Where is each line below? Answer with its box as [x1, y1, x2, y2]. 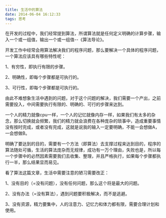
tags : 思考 [5, 16, 26, 21]
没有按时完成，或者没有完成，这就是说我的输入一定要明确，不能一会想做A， [5, 124, 160, 130]
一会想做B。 [5, 130, 30, 136]
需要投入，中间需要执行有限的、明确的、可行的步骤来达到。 [5, 102, 126, 108]
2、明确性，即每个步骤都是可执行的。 [5, 74, 82, 80]
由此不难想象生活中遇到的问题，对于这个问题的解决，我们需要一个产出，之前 [5, 95, 161, 101]
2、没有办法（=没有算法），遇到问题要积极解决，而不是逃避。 [5, 191, 130, 197]
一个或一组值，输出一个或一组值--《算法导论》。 [9, 36, 107, 42]
